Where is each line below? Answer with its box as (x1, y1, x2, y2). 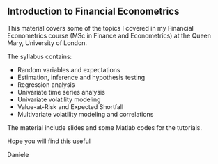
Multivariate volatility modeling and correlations (17, 110, 154, 118)
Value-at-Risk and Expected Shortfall (17, 102, 124, 110)
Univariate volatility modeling (17, 95, 101, 104)
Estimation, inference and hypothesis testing (17, 73, 145, 81)
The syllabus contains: (7, 52, 72, 60)
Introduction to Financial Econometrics (7, 6, 180, 17)
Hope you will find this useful (7, 137, 91, 145)
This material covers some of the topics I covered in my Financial (7, 24, 194, 32)
